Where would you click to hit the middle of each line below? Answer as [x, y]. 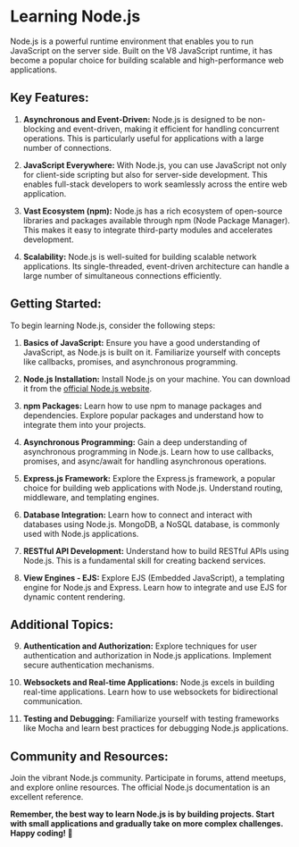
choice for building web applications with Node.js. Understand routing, [153, 488]
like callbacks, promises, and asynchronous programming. [130, 361]
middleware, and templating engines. [91, 497]
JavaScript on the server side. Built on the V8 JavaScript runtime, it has [141, 50]
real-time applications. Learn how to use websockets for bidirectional [150, 692]
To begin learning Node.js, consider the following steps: [113, 325]
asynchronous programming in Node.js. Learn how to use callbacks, [149, 451]
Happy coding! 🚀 [42, 834]
